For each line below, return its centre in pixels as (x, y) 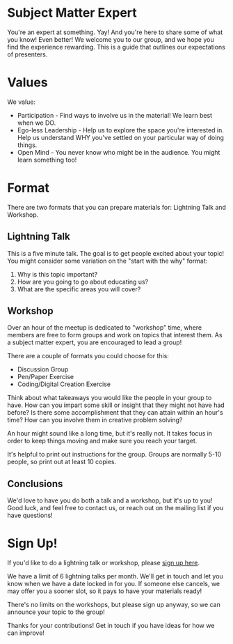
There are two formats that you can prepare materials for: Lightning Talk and (116, 207)
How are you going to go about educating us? (83, 282)
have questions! (30, 515)
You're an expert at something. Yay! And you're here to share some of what (115, 32)
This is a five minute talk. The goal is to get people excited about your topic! (116, 253)
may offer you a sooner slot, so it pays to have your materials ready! (105, 591)
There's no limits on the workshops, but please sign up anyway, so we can (114, 605)
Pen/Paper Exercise (46, 377)
